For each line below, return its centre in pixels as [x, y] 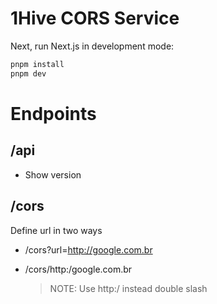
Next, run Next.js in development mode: [92, 46]
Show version [53, 174]
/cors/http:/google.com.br [78, 269]
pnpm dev [28, 73]
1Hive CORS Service [95, 18]
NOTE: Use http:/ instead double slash [128, 288]
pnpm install [37, 64]
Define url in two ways [56, 230]
